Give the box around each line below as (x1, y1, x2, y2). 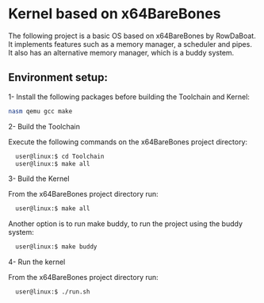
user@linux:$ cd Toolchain (15, 152, 105, 160)
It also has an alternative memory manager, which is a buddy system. (8, 48, 235, 57)
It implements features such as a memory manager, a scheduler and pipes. (8, 39, 252, 48)
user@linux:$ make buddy (15, 243, 98, 251)
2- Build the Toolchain (8, 121, 81, 131)
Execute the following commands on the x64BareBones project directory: (8, 136, 248, 147)
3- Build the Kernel (8, 174, 70, 183)
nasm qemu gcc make (8, 107, 73, 115)
